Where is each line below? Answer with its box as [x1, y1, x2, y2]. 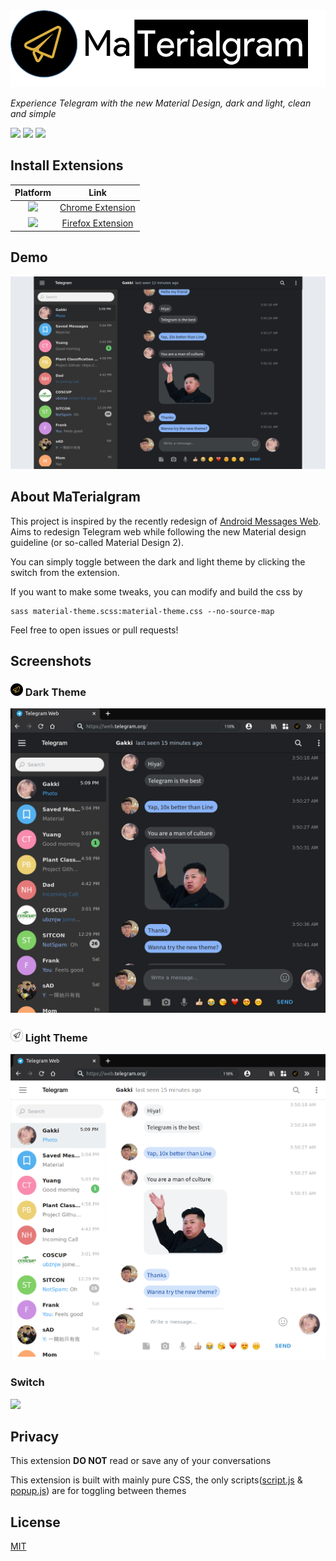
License [10, 1514, 61, 1531]
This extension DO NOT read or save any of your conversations [10, 1455, 272, 1467]
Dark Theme [24, 685, 87, 699]
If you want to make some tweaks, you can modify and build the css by [10, 585, 303, 598]
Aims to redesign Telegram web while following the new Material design [10, 525, 307, 538]
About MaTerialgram [10, 489, 141, 506]
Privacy [10, 1428, 60, 1445]
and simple [10, 107, 57, 119]
